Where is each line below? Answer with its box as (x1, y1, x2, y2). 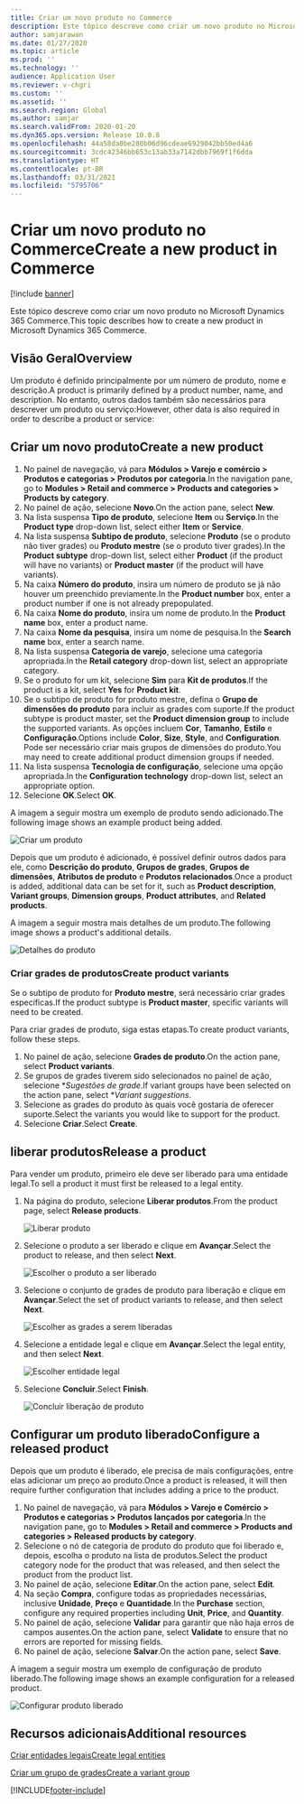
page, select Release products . (23, 1204, 142, 1215)
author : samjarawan (10, 30, 84, 39)
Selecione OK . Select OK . (23, 789, 116, 800)
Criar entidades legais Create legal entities (10, 1750, 166, 1761)
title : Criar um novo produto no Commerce (10, 13, 172, 23)
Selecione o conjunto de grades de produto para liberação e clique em (23, 1284, 286, 1296)
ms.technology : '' (10, 64, 79, 73)
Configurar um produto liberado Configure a (10, 1427, 261, 1443)
